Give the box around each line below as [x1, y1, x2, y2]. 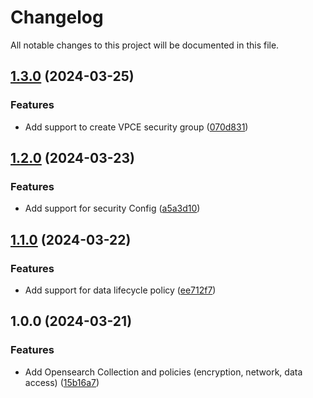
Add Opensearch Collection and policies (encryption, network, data [24, 366, 303, 378]
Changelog [10, 6, 104, 29]
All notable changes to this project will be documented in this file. [10, 39, 280, 51]
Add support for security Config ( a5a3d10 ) [24, 202, 201, 215]
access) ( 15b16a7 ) [24, 376, 100, 388]
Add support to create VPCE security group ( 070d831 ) [24, 121, 249, 133]
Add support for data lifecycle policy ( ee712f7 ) [24, 284, 217, 296]
